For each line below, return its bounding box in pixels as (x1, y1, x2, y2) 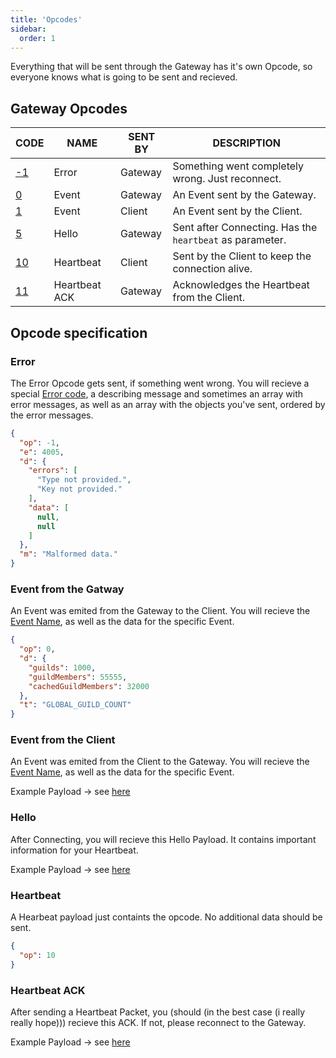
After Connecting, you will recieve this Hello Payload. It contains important (10, 833, 317, 845)
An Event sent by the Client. (172, 204, 303, 218)
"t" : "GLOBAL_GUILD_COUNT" (19, 700, 132, 710)
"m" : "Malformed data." (19, 549, 118, 560)
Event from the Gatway (10, 582, 125, 596)
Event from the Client (10, 733, 116, 747)
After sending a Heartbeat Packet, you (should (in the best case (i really (10, 1006, 306, 1018)
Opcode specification (10, 324, 148, 341)
